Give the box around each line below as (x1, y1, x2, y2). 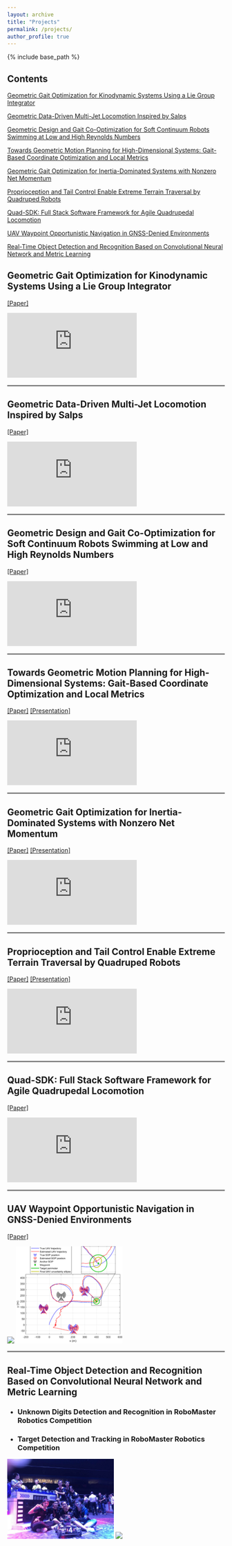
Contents (7, 73, 48, 84)
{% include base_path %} (7, 53, 80, 62)
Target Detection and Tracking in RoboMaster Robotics (17, 1434, 205, 1444)
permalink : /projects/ (7, 26, 72, 32)
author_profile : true (7, 33, 70, 40)
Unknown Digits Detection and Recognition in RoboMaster (17, 1407, 216, 1417)
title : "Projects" (7, 18, 60, 26)
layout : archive (7, 11, 54, 18)
